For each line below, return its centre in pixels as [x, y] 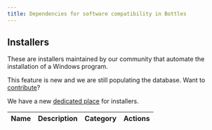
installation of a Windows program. [58, 67]
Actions [137, 119]
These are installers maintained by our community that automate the [106, 59]
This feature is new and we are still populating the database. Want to [106, 80]
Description [58, 119]
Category [101, 119]
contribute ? [24, 88]
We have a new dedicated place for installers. [73, 101]
